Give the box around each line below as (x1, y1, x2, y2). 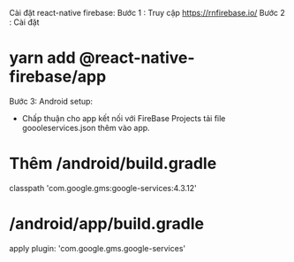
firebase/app (9, 66, 107, 87)
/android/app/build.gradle (9, 214, 205, 234)
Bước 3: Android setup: (9, 96, 94, 106)
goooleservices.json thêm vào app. (21, 122, 150, 133)
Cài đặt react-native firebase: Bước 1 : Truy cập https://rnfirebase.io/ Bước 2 (9, 8, 285, 18)
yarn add (9, 48, 77, 68)
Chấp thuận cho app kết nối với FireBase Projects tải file (21, 112, 226, 123)
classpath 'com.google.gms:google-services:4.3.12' (9, 182, 197, 193)
